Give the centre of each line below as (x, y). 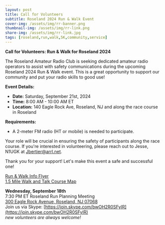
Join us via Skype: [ (25, 207)
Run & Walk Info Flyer (27, 176)
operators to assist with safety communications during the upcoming (75, 66)
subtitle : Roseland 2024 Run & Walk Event (50, 19)
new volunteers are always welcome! (43, 217)
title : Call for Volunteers (34, 14)
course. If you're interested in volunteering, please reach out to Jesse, (77, 146)
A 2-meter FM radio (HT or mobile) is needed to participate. (73, 131)
